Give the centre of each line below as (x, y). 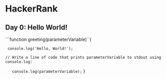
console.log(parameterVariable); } (49, 71)
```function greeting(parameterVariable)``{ (48, 39)
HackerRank (32, 9)
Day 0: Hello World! (36, 27)
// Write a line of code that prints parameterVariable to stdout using (83, 57)
